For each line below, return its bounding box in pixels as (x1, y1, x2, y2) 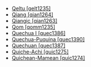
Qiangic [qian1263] (11, 17, 58, 24)
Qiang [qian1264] (11, 11, 54, 18)
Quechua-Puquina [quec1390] (11, 36, 85, 43)
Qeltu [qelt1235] (11, 5, 51, 12)
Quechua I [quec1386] (11, 30, 66, 37)
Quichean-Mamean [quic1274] (11, 55, 85, 61)
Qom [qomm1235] (11, 23, 56, 30)
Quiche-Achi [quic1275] (11, 48, 69, 55)
